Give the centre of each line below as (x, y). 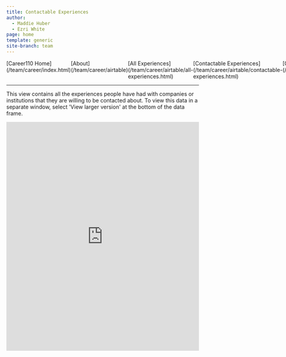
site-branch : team (30, 46)
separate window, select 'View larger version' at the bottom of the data (96, 107)
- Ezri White (28, 29)
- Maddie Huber (31, 23)
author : (16, 18)
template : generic (30, 40)
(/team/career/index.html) (39, 70)
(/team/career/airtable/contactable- (238, 70)
